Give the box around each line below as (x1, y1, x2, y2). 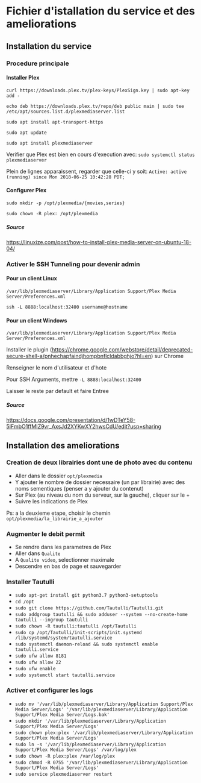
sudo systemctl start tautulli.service (14, 672, 116, 679)
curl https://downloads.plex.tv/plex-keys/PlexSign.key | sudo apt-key (6, 87, 190, 93)
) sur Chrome (150, 353, 184, 360)
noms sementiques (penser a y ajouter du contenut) (14, 485, 144, 492)
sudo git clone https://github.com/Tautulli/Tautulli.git (14, 605, 164, 611)
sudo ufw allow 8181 (14, 653, 67, 659)
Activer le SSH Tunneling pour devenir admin (6, 260, 140, 268)
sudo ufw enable (14, 666, 56, 672)
